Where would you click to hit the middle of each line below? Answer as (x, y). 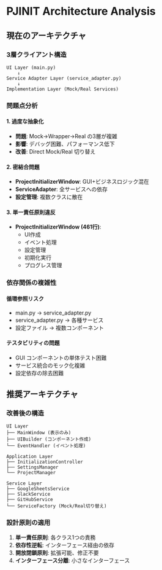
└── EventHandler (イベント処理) (46, 446)
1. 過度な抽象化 (25, 122)
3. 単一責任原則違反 (31, 212)
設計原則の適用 (28, 523)
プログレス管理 (43, 265)
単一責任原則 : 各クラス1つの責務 (55, 537)
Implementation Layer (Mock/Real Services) (63, 89)
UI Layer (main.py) (31, 68)
